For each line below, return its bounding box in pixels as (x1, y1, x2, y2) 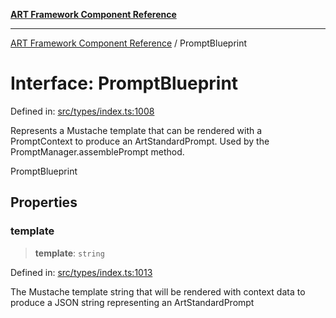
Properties (10, 194, 78, 211)
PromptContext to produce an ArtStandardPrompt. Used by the (10, 135, 270, 147)
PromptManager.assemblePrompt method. (10, 145, 185, 158)
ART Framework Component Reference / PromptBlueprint (10, 37, 248, 49)
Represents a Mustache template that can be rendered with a (10, 124, 263, 136)
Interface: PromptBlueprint (10, 72, 239, 95)
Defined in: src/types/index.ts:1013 (10, 266, 153, 278)
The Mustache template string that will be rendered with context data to (10, 285, 306, 298)
